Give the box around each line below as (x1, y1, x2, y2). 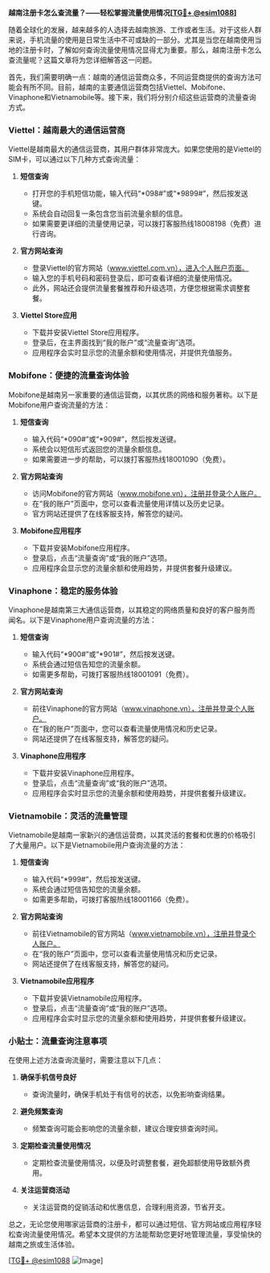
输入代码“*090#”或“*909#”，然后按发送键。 (31, 434, 181, 444)
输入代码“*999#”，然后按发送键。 (31, 874, 145, 885)
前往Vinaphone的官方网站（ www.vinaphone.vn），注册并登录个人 (31, 703, 248, 713)
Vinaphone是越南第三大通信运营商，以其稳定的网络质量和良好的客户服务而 (8, 604, 256, 615)
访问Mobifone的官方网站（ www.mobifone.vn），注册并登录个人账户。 (31, 488, 261, 498)
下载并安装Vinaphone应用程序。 (31, 768, 139, 777)
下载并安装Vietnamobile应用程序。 (31, 993, 146, 1003)
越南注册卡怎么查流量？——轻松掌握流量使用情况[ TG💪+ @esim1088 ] (8, 8, 237, 17)
